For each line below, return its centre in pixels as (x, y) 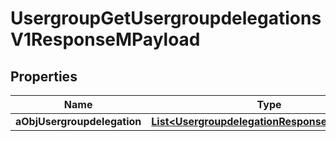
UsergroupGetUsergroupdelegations (166, 18)
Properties (44, 76)
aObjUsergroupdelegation (78, 121)
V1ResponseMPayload (105, 39)
